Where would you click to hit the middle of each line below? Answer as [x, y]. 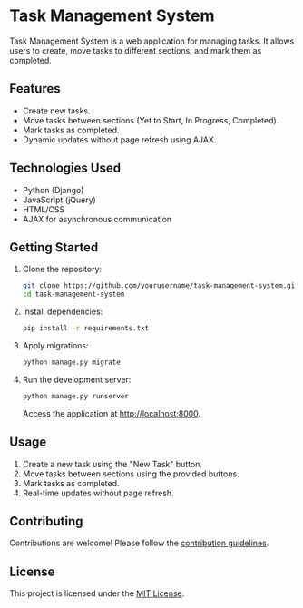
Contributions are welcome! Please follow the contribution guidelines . [139, 543]
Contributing [46, 521]
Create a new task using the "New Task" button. [112, 464]
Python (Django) [53, 190]
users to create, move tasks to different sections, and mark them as [136, 50]
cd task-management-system [73, 294]
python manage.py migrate [71, 362]
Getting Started [54, 247]
